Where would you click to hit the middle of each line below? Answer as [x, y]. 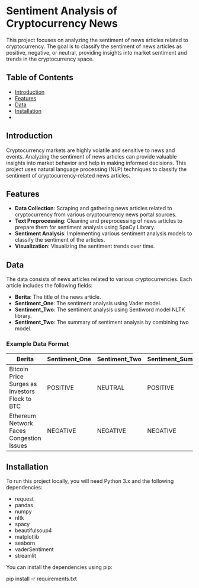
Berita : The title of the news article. [58, 297]
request [24, 499]
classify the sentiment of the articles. [60, 240]
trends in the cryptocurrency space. [50, 59]
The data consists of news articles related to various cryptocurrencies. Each [99, 279]
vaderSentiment [34, 549]
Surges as [23, 384]
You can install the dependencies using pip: [59, 567]
